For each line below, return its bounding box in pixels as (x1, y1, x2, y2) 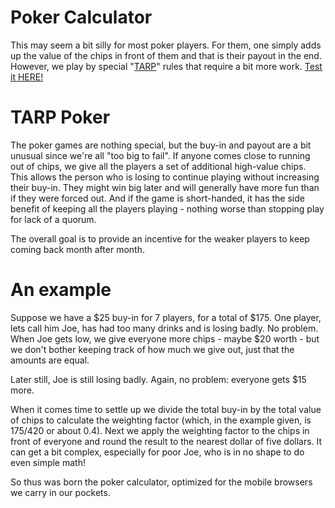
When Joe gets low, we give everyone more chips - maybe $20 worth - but (10, 332, 320, 345)
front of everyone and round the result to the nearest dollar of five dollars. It (10, 435, 323, 447)
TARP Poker (10, 106, 111, 129)
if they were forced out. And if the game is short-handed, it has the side (10, 192, 305, 204)
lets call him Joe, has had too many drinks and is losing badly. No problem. (10, 322, 319, 334)
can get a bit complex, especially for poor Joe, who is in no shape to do (10, 446, 305, 458)
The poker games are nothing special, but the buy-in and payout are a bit (10, 139, 312, 151)
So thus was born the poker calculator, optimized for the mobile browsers (10, 476, 313, 488)
